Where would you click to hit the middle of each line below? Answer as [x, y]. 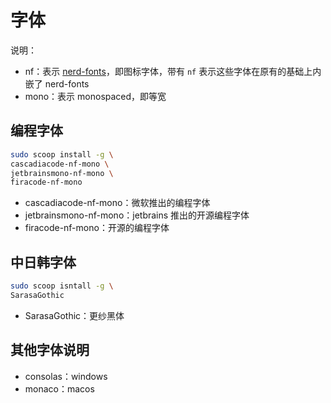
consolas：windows [66, 376]
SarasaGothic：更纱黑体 [74, 315]
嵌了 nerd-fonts [57, 83]
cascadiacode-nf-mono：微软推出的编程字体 [117, 203]
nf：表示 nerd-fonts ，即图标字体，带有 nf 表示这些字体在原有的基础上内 [173, 71]
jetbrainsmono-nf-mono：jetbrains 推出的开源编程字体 [137, 215]
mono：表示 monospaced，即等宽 [95, 96]
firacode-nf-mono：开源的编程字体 [97, 228]
